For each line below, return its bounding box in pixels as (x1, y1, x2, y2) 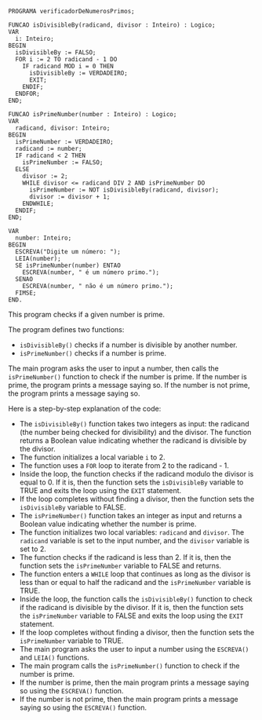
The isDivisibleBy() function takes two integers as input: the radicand (19, 419, 249, 428)
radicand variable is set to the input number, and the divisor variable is (19, 536, 249, 545)
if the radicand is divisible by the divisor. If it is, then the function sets (19, 603, 244, 612)
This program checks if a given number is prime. (8, 310, 165, 319)
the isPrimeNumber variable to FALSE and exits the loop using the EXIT (19, 611, 244, 620)
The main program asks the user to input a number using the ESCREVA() (19, 645, 249, 653)
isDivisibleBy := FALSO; (15, 49, 96, 57)
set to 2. (19, 544, 47, 554)
